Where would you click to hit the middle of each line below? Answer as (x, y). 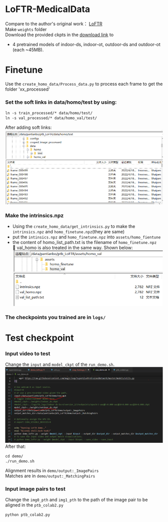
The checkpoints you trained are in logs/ (55, 317)
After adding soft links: (28, 127)
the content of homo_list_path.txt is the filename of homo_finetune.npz (84, 242)
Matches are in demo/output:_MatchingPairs (50, 476)
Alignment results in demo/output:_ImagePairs (52, 470)
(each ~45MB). (28, 50)
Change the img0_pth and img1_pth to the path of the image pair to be (76, 499)
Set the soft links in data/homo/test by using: (61, 102)
